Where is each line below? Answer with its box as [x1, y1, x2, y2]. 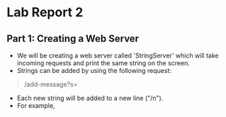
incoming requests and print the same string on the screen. [16, 59, 191, 67]
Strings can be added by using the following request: [16, 67, 171, 74]
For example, [16, 101, 55, 110]
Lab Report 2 [6, 4, 84, 21]
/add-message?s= [23, 80, 78, 89]
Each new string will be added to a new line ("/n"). [16, 94, 164, 102]
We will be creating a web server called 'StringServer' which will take [16, 51, 219, 60]
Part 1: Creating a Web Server [6, 33, 140, 45]
